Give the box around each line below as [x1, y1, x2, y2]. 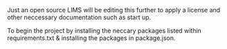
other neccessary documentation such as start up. [7, 13, 152, 21]
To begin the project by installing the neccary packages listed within [7, 27, 202, 35]
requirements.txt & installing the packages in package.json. [7, 34, 176, 42]
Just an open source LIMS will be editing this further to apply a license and [7, 6, 221, 14]
